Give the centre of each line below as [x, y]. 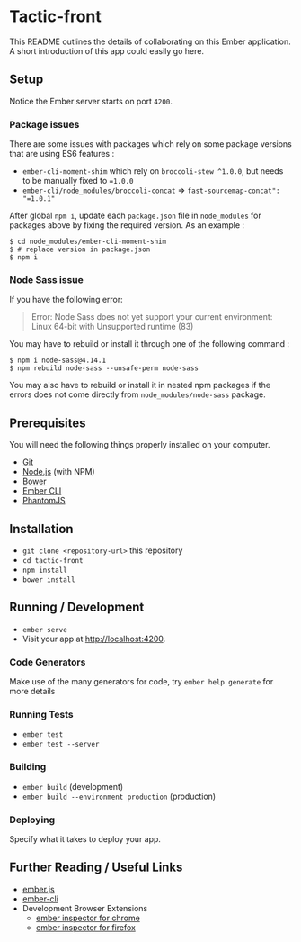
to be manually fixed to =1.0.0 [78, 181]
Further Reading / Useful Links [96, 868]
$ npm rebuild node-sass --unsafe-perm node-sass [104, 368]
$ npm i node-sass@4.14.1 [58, 361]
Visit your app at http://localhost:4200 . [94, 639]
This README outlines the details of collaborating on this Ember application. [150, 41]
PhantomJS [44, 501]
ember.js [39, 889]
